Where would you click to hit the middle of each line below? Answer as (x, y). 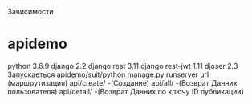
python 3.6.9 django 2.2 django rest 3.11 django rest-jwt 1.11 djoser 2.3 (123, 66)
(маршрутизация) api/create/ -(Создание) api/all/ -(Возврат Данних (122, 82)
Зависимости (30, 12)
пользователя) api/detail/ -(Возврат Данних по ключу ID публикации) (126, 91)
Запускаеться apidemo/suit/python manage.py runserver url (108, 74)
